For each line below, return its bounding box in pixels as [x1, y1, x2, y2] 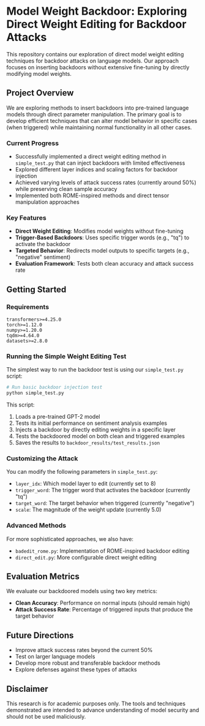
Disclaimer [6, 684, 48, 694]
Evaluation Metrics [6, 571, 80, 582]
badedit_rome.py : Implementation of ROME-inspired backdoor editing [15, 547, 190, 555]
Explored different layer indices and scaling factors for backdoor [15, 166, 178, 173]
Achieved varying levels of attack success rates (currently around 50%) [15, 179, 197, 186]
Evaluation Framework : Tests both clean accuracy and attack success [15, 260, 194, 268]
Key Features [6, 213, 47, 222]
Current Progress [6, 139, 59, 148]
